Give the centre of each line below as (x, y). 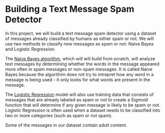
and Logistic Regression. (30, 49)
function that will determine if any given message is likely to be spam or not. (83, 105)
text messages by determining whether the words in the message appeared (82, 64)
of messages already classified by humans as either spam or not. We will (80, 39)
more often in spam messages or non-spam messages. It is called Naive (79, 69)
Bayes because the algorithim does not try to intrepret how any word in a (80, 74)
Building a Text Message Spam (70, 9)
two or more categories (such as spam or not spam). (59, 115)
